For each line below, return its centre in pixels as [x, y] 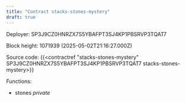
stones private [32, 93]
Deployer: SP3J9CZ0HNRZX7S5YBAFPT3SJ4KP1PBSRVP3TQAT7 [86, 34]
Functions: [19, 81]
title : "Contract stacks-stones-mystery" [58, 12]
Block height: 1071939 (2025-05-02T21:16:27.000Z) [69, 46]
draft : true [21, 17]
